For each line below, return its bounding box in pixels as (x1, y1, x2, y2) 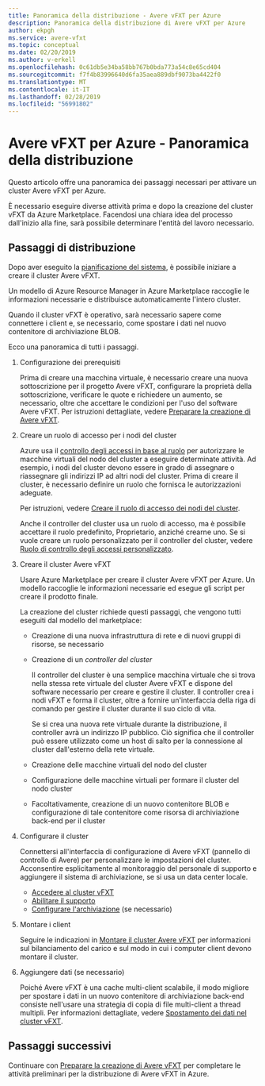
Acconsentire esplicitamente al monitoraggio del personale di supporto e (19, 863, 257, 873)
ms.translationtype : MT (8, 78, 87, 86)
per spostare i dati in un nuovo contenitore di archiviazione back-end (19, 991, 244, 1000)
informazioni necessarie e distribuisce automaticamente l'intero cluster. (8, 295, 241, 304)
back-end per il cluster (31, 815, 106, 826)
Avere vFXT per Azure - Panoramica (8, 134, 249, 152)
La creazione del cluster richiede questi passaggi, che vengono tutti (19, 607, 241, 616)
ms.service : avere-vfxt (8, 33, 87, 42)
